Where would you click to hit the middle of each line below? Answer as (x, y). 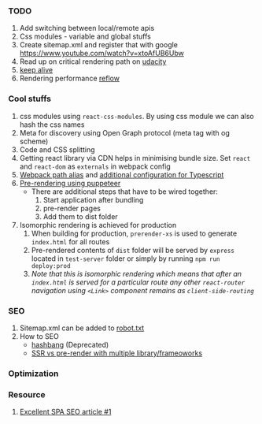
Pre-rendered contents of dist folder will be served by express (133, 250)
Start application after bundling (93, 199)
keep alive (36, 70)
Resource (27, 394)
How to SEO (39, 336)
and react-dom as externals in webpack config (95, 166)
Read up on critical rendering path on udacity (93, 61)
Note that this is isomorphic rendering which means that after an (137, 273)
